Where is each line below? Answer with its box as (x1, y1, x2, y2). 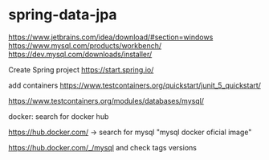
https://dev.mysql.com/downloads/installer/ (8, 49, 153, 59)
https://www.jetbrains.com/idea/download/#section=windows (8, 32, 214, 42)
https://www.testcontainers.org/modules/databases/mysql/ (8, 96, 205, 105)
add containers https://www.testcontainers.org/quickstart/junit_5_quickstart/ (8, 80, 261, 90)
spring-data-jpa (8, 6, 118, 24)
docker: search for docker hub (8, 111, 109, 121)
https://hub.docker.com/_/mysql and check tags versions (8, 142, 197, 152)
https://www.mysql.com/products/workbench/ (8, 40, 162, 50)
